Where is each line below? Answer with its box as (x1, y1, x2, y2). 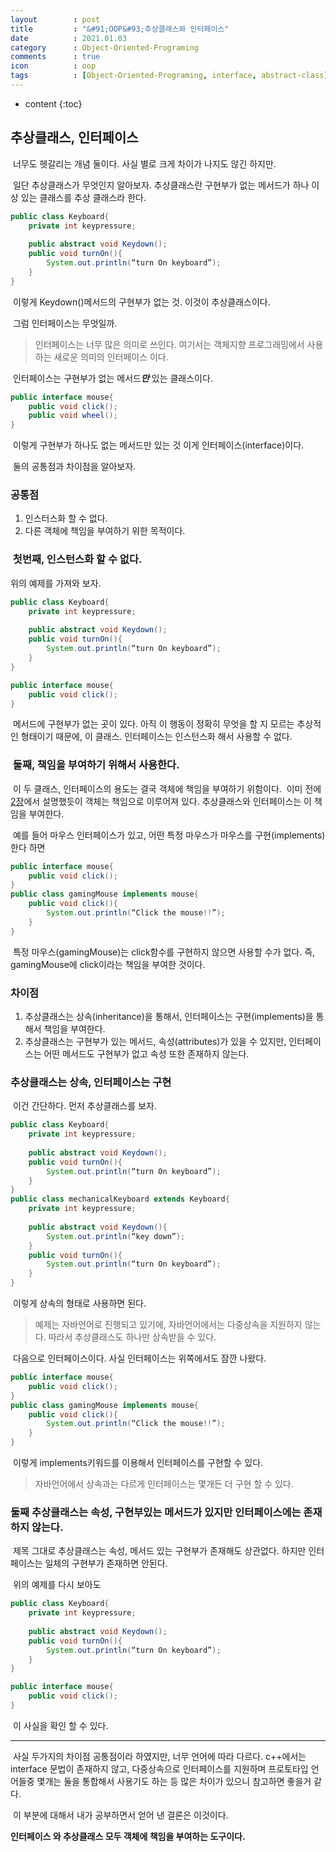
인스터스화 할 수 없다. (24, 512, 108, 525)
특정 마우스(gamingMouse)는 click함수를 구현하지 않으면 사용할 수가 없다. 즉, (12, 946, 316, 958)
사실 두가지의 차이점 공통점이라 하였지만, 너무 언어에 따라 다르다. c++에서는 (12, 1750, 307, 1762)
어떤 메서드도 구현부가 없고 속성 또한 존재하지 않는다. (43, 1048, 250, 1060)
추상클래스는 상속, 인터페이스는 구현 (10, 1075, 172, 1089)
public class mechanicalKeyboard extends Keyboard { (10, 1194, 230, 1205)
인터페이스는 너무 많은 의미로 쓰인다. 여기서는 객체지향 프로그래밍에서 (34, 338, 305, 350)
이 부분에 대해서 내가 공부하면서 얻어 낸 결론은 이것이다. (12, 1809, 229, 1821)
